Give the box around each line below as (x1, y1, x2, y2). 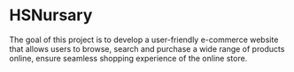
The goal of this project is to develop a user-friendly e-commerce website (9, 34, 279, 45)
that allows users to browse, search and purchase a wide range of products (9, 43, 285, 54)
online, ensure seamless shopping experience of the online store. (9, 53, 248, 63)
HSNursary (9, 5, 93, 25)
